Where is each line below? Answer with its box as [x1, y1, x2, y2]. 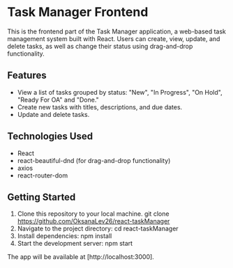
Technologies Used [7, 130, 93, 143]
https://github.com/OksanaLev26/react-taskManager [17, 217, 170, 226]
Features [7, 70, 47, 81]
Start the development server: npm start [17, 239, 133, 248]
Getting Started [7, 191, 76, 203]
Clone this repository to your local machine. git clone [17, 210, 170, 218]
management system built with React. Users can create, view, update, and [7, 34, 220, 42]
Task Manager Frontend [7, 4, 149, 20]
